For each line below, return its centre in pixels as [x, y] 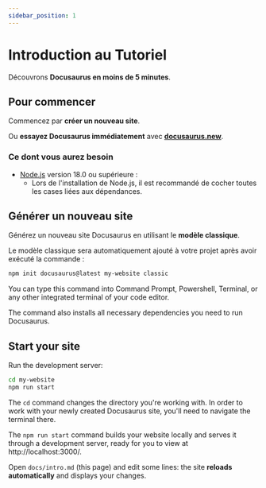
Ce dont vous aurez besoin [61, 157]
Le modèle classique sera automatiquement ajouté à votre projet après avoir [133, 250]
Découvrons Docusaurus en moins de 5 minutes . [89, 77]
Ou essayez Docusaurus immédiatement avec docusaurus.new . [116, 137]
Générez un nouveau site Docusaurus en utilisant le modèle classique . [124, 235]
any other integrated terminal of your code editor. [89, 297]
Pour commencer [52, 101]
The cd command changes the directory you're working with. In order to [126, 402]
